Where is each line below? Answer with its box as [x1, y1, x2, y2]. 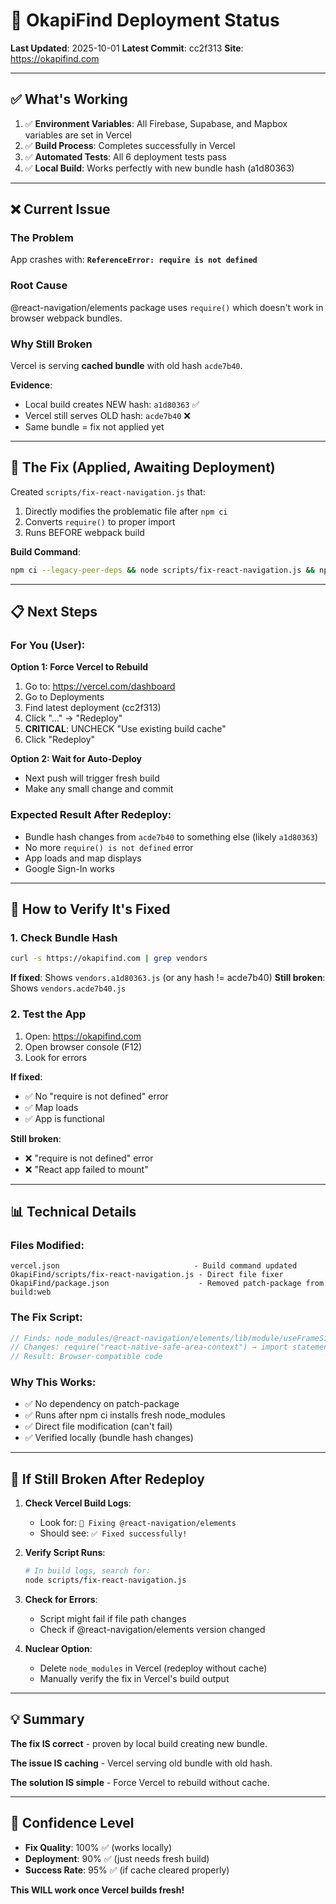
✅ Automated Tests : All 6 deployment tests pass [24, 150, 227, 163]
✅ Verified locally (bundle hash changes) [24, 1432, 194, 1444]
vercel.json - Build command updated [10, 1261, 298, 1271]
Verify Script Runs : [24, 1547, 106, 1559]
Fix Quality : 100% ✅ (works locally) [24, 1841, 173, 1853]
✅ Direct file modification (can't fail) [24, 1420, 173, 1433]
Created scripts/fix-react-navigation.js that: [10, 485, 206, 498]
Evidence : [10, 379, 53, 391]
